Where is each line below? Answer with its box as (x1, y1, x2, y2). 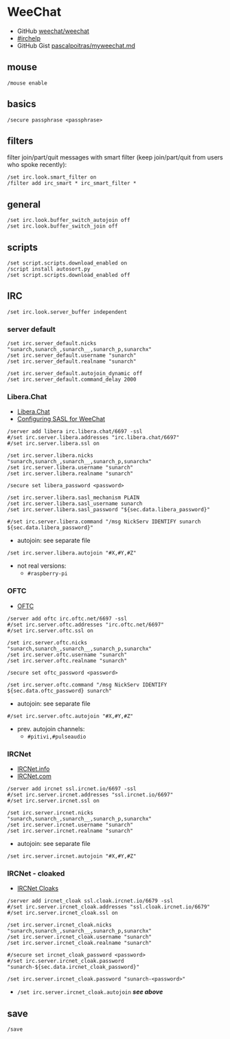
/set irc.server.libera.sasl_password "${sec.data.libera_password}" (7, 506, 211, 513)
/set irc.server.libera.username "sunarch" (7, 465, 134, 471)
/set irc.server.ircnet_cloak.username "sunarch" (7, 934, 152, 941)
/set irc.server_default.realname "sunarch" (7, 358, 137, 365)
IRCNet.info (16, 765, 50, 773)
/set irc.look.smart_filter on (7, 174, 97, 181)
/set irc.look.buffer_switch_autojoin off (7, 217, 130, 224)
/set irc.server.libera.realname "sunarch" (7, 470, 134, 478)
